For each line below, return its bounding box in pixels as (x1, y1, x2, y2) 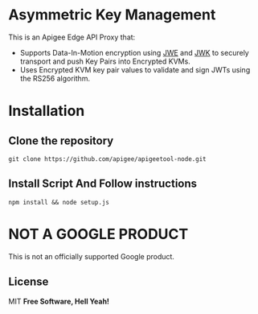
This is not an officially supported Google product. (8, 251, 175, 261)
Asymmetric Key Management (8, 6, 216, 24)
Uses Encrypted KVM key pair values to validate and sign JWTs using (19, 64, 251, 74)
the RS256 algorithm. (19, 73, 91, 83)
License (8, 275, 49, 289)
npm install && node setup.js (8, 198, 110, 206)
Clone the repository (8, 134, 114, 147)
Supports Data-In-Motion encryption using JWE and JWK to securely (19, 48, 249, 57)
